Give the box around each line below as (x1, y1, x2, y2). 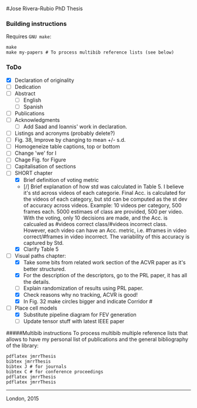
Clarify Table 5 (23, 246, 59, 253)
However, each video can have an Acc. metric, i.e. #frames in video (23, 227, 186, 234)
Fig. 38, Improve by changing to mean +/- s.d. (14, 137, 126, 144)
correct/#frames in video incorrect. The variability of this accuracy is (23, 233, 190, 240)
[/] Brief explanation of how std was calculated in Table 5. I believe (23, 183, 184, 190)
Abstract (14, 89, 36, 97)
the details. (23, 278, 50, 285)
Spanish (23, 103, 43, 110)
